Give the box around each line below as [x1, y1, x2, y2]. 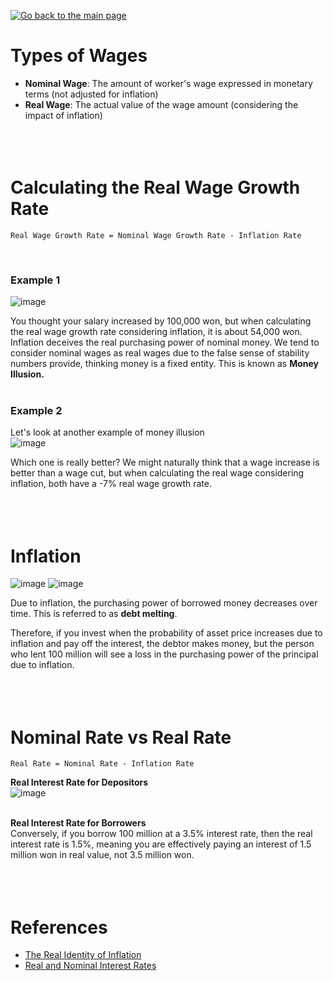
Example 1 [10, 273, 61, 287]
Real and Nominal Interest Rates [24, 960, 157, 972]
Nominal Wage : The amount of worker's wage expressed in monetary [24, 77, 313, 89]
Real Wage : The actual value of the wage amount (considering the [24, 98, 299, 110]
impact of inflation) [24, 109, 103, 121]
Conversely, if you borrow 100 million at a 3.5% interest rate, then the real [10, 828, 313, 840]
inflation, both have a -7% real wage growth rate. [10, 478, 212, 490]
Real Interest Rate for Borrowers [10, 817, 147, 829]
